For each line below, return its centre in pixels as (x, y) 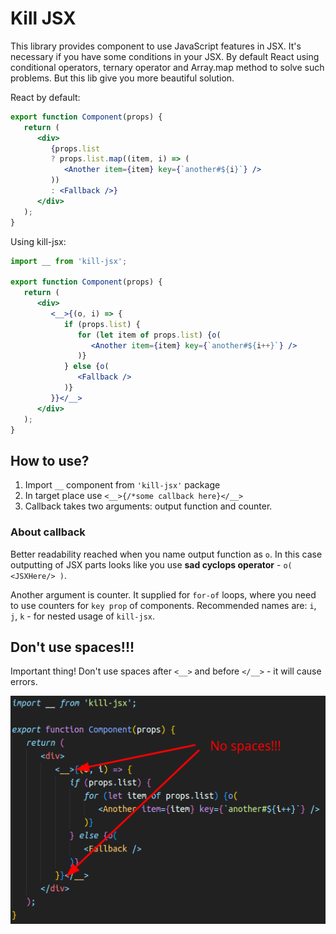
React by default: (45, 97)
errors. (24, 682)
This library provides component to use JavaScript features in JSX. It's (156, 46)
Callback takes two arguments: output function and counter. (148, 506)
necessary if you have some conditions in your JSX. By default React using (165, 56)
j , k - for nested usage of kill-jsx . (83, 616)
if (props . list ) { (102, 324)
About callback (48, 532)
